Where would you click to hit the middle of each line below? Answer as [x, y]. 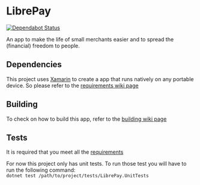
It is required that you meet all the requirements [65, 152]
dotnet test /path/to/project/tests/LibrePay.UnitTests [77, 176]
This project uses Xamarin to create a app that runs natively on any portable [100, 79]
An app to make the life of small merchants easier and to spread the [90, 39]
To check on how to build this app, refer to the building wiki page [86, 119]
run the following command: [41, 170]
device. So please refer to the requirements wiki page [73, 85]
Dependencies [34, 65]
